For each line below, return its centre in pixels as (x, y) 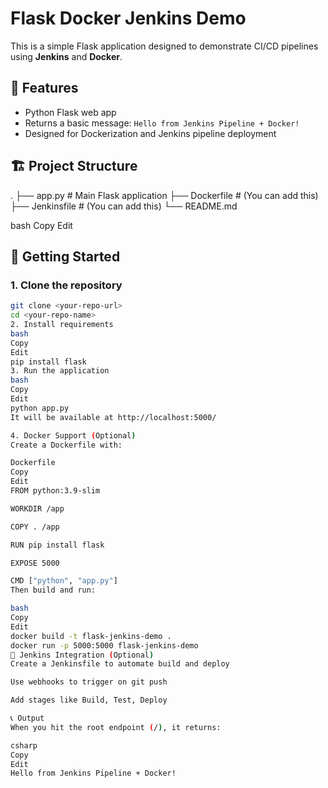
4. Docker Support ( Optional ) (73, 435)
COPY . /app (35, 527)
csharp (24, 745)
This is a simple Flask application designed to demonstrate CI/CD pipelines (164, 46)
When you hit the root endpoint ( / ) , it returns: (116, 727)
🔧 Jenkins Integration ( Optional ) (82, 655)
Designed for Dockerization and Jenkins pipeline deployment (150, 133)
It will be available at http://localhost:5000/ (113, 417)
